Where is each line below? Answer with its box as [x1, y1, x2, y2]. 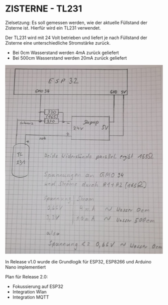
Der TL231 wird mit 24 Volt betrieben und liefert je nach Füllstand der [5, 35, 147, 41]
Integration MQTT [12, 294, 49, 300]
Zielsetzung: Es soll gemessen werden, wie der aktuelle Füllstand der [5, 20, 147, 26]
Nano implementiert [5, 264, 46, 270]
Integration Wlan [12, 288, 47, 294]
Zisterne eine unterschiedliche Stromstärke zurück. [5, 40, 111, 46]
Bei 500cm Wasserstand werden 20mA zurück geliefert [12, 55, 127, 61]
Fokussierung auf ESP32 [12, 283, 63, 289]
